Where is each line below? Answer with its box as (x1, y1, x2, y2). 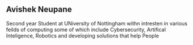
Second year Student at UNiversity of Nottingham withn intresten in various (6, 20, 188, 27)
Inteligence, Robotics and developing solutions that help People (6, 32, 159, 39)
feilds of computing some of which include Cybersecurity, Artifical (6, 26, 166, 33)
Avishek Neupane (6, 5, 72, 14)
